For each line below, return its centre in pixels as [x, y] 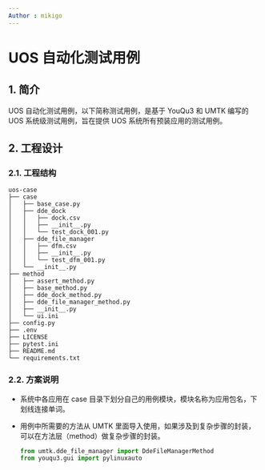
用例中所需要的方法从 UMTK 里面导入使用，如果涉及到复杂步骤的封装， [138, 426]
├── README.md [32, 351]
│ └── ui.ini [34, 316]
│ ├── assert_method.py [51, 281]
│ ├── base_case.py [44, 204]
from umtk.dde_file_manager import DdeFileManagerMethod [117, 451]
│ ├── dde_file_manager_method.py [69, 302]
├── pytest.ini [34, 344]
